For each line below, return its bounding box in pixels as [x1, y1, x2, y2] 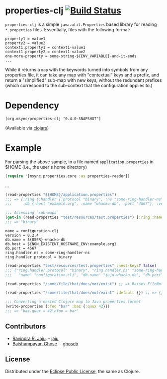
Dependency [5, 100, 60, 111]
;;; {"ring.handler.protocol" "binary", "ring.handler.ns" [5, 268, 130, 273]
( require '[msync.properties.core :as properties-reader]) [5, 174, 130, 179]
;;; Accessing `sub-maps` [5, 210, 59, 215]
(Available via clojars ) [5, 125, 49, 131]
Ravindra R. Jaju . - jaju [12, 335, 59, 341]
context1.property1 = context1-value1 [5, 45, 85, 50]
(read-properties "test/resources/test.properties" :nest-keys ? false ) [5, 263, 157, 268]
